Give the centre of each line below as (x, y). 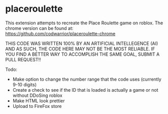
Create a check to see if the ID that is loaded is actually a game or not (85, 90)
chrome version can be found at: (39, 28)
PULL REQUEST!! (23, 59)
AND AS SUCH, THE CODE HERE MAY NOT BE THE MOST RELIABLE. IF (80, 49)
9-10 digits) (25, 85)
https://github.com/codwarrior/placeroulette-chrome (60, 33)
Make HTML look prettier (39, 101)
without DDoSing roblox (37, 95)
